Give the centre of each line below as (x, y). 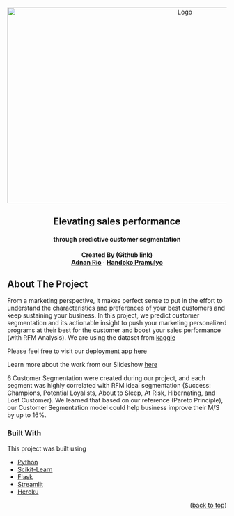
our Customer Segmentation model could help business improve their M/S (114, 408)
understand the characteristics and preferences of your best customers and (116, 308)
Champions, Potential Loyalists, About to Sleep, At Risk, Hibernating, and (111, 393)
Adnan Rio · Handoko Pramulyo (117, 262)
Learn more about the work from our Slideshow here (83, 365)
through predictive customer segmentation (117, 239)
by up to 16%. (27, 415)
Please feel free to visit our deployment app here (77, 351)
